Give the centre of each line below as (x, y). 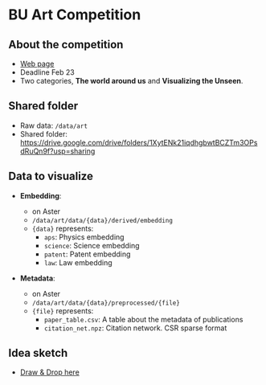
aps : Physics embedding (84, 237)
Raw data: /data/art (54, 125)
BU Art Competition (75, 15)
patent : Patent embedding (87, 254)
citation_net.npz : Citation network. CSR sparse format (135, 328)
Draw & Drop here (50, 372)
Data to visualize (51, 176)
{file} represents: (63, 310)
